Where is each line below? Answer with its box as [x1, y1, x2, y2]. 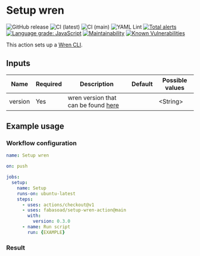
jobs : [6, 174, 20, 180]
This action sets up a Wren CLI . [6, 41, 83, 48]
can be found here [67, 101, 119, 109]
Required [35, 80, 62, 88]
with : [27, 213, 42, 219]
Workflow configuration [6, 139, 77, 148]
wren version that [67, 93, 117, 102]
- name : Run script [21, 224, 70, 230]
